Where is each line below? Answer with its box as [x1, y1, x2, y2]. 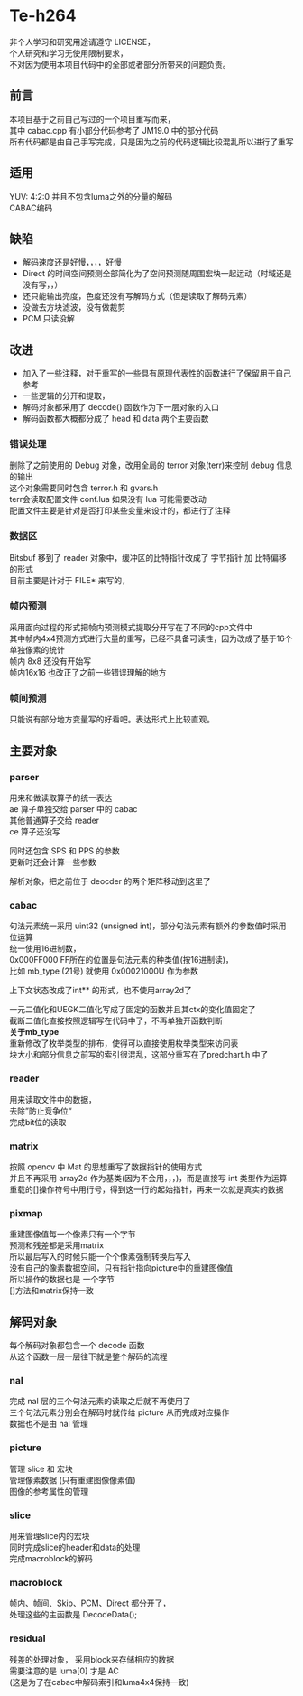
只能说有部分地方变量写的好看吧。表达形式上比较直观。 [9, 714, 215, 725]
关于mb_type [9, 1027, 60, 1038]
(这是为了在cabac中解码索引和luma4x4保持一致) [9, 1676, 189, 1687]
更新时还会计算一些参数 [9, 857, 96, 868]
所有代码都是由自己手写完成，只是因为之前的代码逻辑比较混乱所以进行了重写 [9, 136, 294, 147]
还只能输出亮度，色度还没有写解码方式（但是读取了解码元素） [22, 291, 252, 302]
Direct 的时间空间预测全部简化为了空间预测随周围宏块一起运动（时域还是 [22, 268, 293, 279]
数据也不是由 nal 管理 [9, 1419, 88, 1430]
